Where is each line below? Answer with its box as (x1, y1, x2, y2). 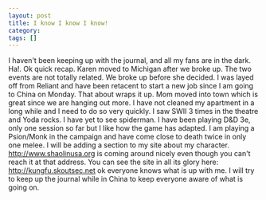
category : (8, 26, 41, 34)
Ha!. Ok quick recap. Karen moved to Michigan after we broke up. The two (8, 65, 252, 74)
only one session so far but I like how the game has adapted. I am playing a (8, 124, 255, 133)
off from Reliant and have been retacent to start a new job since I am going (8, 81, 253, 91)
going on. (8, 182, 40, 192)
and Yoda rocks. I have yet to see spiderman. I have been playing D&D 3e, (8, 115, 251, 124)
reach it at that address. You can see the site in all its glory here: (8, 157, 219, 167)
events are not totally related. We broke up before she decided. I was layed (8, 73, 254, 82)
